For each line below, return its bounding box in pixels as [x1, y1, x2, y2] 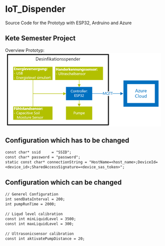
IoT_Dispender [5, 3, 66, 15]
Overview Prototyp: [5, 47, 45, 53]
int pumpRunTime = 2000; [5, 202, 56, 207]
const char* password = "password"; [5, 155, 81, 160]
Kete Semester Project [5, 34, 76, 42]
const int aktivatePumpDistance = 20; [5, 236, 85, 242]
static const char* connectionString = [5, 160, 87, 165]
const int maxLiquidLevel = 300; [5, 221, 74, 227]
